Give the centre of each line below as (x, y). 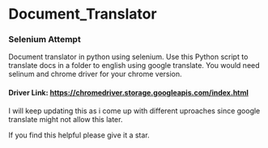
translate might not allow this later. (66, 119)
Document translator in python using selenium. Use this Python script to (128, 57)
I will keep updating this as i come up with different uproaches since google (134, 111)
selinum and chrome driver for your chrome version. (95, 74)
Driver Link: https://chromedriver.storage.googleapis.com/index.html (129, 93)
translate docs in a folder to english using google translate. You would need (134, 66)
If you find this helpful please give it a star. (79, 135)
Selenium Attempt (45, 40)
